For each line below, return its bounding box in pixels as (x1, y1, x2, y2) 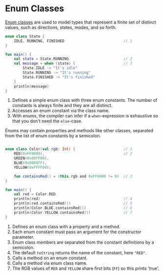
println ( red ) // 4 (14, 196, 133, 201)
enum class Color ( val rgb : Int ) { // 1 (5, 147, 133, 152)
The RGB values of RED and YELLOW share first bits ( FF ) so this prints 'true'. (12, 265, 160, 271)
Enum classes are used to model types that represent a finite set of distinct (5, 19, 157, 25)
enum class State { (5, 34, 45, 39)
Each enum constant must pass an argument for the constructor (12, 229, 141, 235)
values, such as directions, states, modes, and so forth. (5, 24, 117, 30)
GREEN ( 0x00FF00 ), (14, 156, 49, 161)
